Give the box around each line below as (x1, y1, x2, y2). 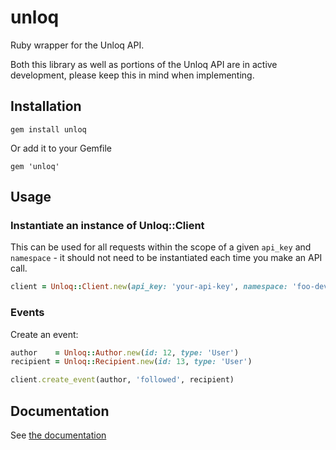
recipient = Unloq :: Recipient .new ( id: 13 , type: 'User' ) (10, 357, 253, 367)
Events (10, 306, 45, 320)
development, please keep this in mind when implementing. (10, 69, 255, 81)
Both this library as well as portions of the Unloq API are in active (10, 58, 278, 70)
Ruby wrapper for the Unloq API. (10, 39, 145, 51)
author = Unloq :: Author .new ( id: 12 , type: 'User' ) (10, 347, 240, 358)
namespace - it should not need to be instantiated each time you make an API (10, 252, 323, 264)
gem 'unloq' (10, 161, 60, 171)
